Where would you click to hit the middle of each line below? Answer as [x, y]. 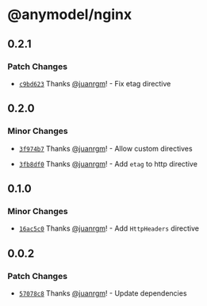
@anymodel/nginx [70, 15]
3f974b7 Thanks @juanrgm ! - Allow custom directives [105, 148]
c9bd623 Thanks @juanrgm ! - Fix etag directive [95, 83]
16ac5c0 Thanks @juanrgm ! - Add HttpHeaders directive [109, 228]
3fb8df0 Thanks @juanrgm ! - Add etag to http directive [108, 163]
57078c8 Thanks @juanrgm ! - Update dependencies [103, 293]
